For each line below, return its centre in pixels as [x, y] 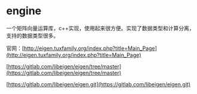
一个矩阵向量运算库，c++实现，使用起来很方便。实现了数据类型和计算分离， [100, 28]
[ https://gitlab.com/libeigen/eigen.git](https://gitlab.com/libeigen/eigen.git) [98, 84]
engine [24, 11]
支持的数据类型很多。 [32, 35]
